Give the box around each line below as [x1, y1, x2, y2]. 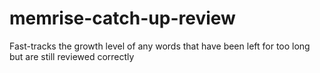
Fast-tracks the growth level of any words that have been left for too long [9, 40, 311, 52]
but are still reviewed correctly [9, 50, 135, 62]
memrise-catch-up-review [9, 7, 236, 30]
